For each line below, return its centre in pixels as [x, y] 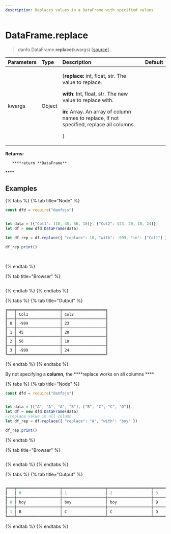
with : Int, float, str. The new [95, 94]
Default [154, 62]
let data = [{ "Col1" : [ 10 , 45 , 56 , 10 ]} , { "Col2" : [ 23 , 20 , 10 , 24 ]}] [82, 224]
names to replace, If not [91, 118]
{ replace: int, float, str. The [94, 76]
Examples [21, 188]
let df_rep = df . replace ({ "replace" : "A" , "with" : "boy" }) [72, 421]
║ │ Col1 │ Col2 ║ [57, 314]
